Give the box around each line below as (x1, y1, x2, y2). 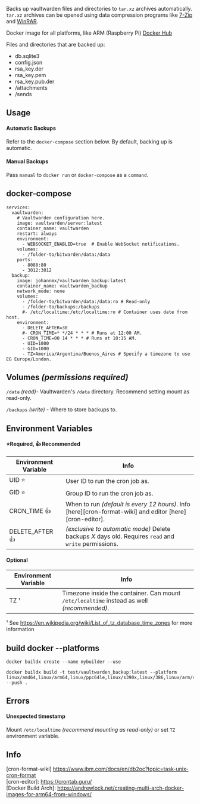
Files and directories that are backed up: (6, 41, 105, 48)
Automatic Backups (6, 124, 57, 132)
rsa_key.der (14, 65, 43, 72)
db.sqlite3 (14, 53, 40, 59)
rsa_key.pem (14, 72, 46, 78)
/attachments (14, 84, 48, 91)
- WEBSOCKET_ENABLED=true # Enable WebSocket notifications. (21, 241, 180, 247)
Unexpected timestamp (6, 713, 65, 720)
